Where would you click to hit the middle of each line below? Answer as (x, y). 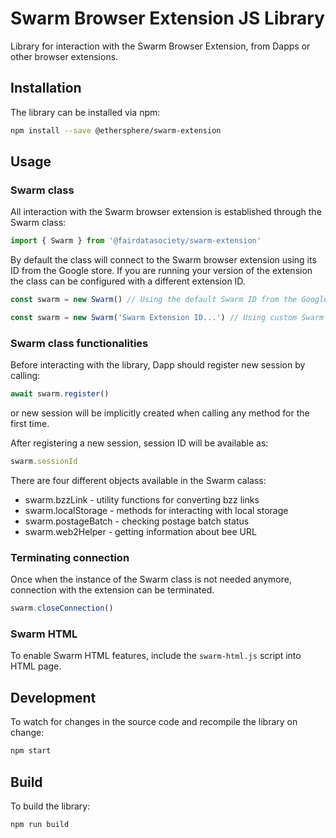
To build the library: (50, 806)
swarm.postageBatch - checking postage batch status (137, 521)
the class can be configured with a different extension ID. (128, 281)
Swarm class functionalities (79, 343)
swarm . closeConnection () (62, 608)
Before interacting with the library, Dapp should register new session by (158, 365)
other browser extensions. (64, 56)
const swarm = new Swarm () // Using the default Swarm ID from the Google (169, 300)
